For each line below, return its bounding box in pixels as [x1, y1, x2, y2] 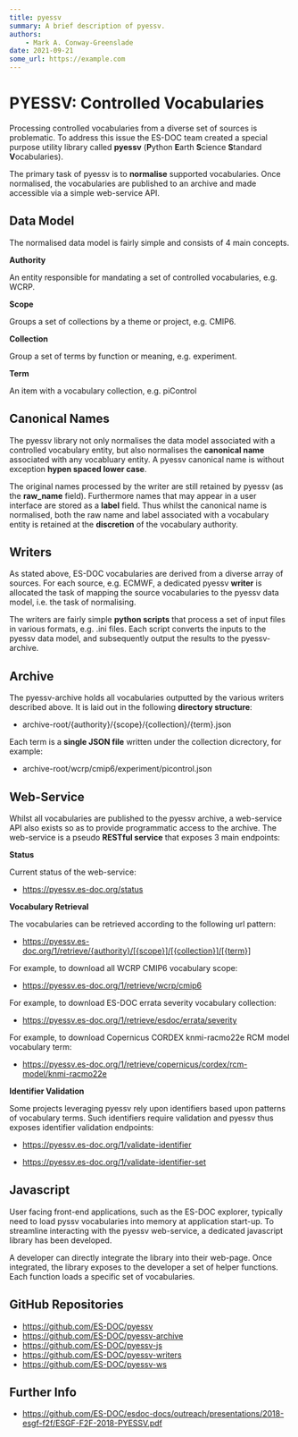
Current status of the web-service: [9, 866, 137, 877]
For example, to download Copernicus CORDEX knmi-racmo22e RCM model [9, 1032, 290, 1043]
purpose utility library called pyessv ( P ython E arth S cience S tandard [9, 141, 262, 152]
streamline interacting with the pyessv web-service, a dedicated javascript [9, 1225, 284, 1236]
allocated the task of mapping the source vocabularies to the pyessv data [9, 587, 279, 598]
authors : [9, 30, 42, 38]
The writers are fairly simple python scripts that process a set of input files [9, 614, 286, 625]
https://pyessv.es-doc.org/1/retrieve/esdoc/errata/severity [21, 1015, 237, 1025]
